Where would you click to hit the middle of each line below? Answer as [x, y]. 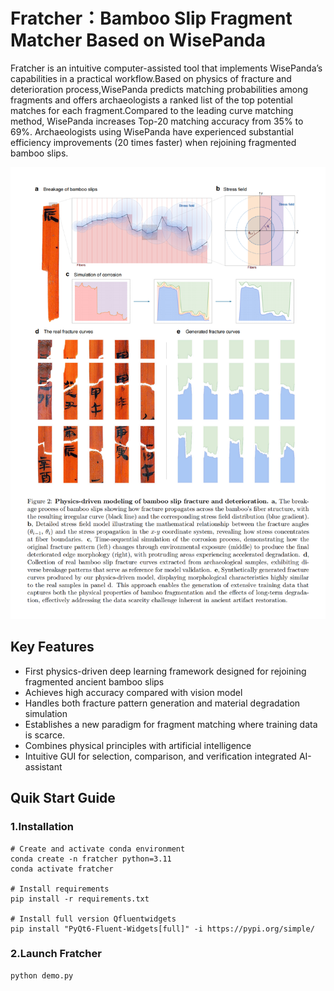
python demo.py [42, 975]
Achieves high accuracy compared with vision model [133, 692]
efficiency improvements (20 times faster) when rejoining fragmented [153, 142]
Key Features [52, 647]
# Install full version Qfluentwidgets [93, 919]
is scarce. [45, 735]
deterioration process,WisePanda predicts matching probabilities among [159, 89]
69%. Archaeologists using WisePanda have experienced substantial [152, 131]
